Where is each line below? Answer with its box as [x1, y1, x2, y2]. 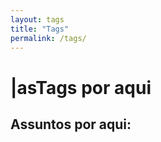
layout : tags [10, 14, 65, 25]
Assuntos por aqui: [10, 116, 132, 133]
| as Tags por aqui [10, 76, 152, 99]
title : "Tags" [10, 24, 70, 34]
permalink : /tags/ [10, 33, 87, 43]
